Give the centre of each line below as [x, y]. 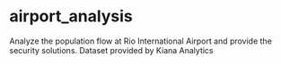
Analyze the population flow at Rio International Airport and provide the [140, 41]
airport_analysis [71, 16]
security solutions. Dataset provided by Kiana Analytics [111, 50]
